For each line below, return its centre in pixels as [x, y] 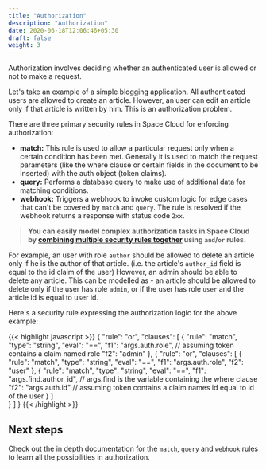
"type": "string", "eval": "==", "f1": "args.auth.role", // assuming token [121, 345]
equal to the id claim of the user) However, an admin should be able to [123, 272]
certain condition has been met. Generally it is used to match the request [139, 157]
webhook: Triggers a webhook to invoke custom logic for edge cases [133, 199]
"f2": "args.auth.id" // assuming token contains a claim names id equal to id [131, 388]
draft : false [30, 38]
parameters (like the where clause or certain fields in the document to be [139, 165]
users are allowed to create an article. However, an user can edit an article [130, 100]
